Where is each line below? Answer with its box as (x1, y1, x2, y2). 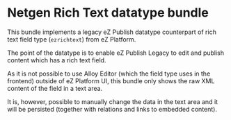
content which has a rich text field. (7, 55, 106, 64)
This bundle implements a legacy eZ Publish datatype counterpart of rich (7, 28, 217, 36)
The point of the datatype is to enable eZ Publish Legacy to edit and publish (7, 49, 225, 57)
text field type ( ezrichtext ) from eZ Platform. (7, 35, 136, 43)
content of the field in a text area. (7, 84, 103, 92)
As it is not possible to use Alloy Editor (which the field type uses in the (7, 69, 211, 78)
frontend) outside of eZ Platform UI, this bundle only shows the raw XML (7, 76, 215, 85)
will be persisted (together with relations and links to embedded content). (7, 105, 218, 113)
